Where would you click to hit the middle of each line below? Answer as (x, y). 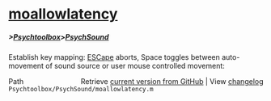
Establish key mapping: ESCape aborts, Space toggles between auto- (124, 57)
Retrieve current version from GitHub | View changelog (172, 82)
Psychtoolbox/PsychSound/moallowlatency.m (81, 90)
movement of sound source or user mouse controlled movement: (116, 66)
